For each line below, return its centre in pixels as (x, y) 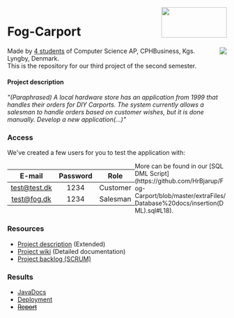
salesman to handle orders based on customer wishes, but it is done (106, 112)
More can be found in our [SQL (179, 166)
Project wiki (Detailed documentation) (71, 251)
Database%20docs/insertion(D (179, 203)
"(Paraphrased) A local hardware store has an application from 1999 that (112, 98)
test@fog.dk (31, 199)
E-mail (31, 176)
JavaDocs (32, 292)
